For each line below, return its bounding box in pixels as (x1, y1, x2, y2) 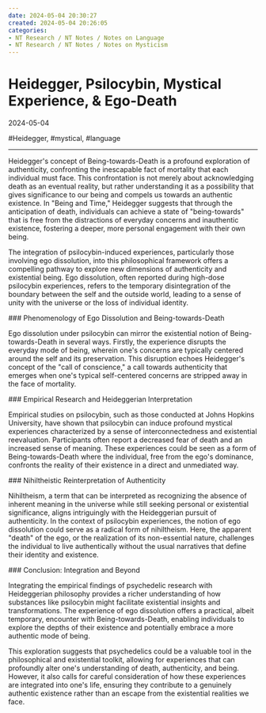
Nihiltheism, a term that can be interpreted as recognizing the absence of (8, 491, 247, 501)
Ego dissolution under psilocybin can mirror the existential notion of (8, 329, 229, 338)
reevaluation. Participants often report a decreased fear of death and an (8, 435, 243, 444)
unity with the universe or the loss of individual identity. (8, 298, 188, 307)
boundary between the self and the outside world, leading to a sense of (8, 290, 241, 299)
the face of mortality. (8, 379, 77, 389)
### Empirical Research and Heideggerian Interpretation (8, 395, 192, 404)
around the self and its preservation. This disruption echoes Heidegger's (8, 354, 245, 364)
